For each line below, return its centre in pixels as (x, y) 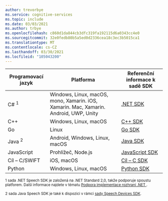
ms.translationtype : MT (30, 43)
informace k (141, 80)
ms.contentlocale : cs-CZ (31, 47)
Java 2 (15, 141)
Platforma (83, 80)
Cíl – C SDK (134, 160)
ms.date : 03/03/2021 (27, 24)
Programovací (26, 77)
